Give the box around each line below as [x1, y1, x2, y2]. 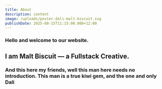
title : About [5, 7, 32, 12]
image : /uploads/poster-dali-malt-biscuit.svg [5, 16, 101, 21]
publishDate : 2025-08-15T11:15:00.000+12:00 [5, 21, 97, 26]
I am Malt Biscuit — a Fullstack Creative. [5, 52, 129, 60]
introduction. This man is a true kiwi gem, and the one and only [5, 73, 157, 80]
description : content [5, 12, 49, 17]
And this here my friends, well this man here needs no [5, 67, 135, 73]
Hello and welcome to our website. [5, 37, 89, 44]
